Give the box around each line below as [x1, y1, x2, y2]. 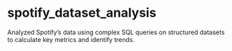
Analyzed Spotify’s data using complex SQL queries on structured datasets [7, 28, 225, 36]
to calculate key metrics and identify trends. [7, 35, 135, 43]
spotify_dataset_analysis [7, 5, 157, 21]
